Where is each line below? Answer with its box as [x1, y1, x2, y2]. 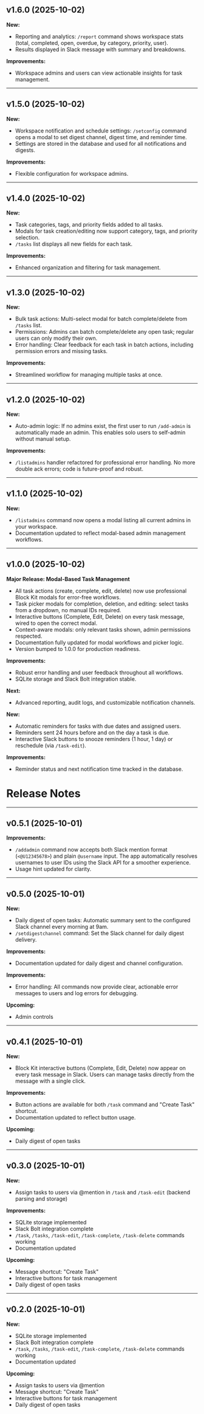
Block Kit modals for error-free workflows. [15, 593, 121, 601]
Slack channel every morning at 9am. [15, 923, 109, 931]
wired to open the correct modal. [15, 619, 98, 627]
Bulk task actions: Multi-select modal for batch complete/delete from [15, 316, 188, 323]
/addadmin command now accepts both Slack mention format [15, 846, 168, 854]
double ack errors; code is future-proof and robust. [15, 465, 144, 473]
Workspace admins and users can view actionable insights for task [15, 69, 183, 77]
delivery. [15, 936, 37, 943]
